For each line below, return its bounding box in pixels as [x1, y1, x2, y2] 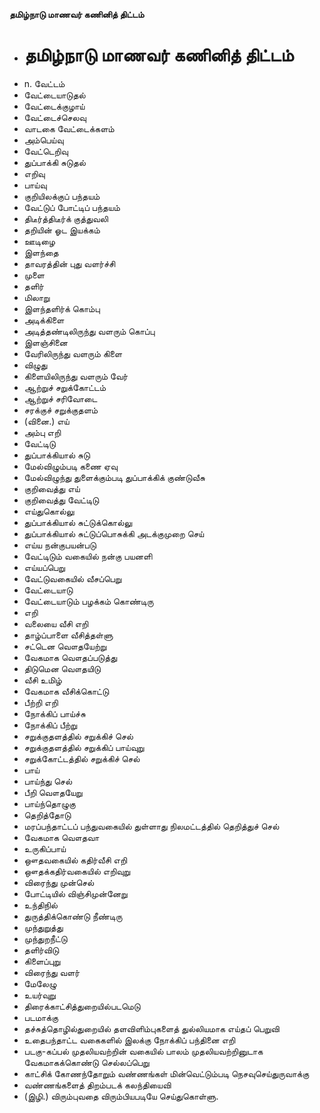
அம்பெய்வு [23, 134, 64, 146]
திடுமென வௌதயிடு [23, 662, 101, 674]
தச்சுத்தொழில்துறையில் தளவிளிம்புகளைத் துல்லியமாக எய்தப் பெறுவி [23, 1022, 280, 1034]
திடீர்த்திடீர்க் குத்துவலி [23, 212, 109, 224]
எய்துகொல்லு [23, 505, 75, 517]
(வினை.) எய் [23, 415, 70, 427]
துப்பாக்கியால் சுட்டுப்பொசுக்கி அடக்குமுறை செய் [23, 527, 205, 539]
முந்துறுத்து [23, 921, 64, 933]
